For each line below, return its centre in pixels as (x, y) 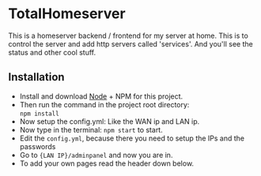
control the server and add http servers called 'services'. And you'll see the (130, 43)
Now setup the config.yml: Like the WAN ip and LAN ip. (110, 121)
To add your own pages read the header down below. (107, 163)
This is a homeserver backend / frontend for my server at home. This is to (129, 36)
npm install (39, 114)
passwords (38, 146)
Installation (36, 77)
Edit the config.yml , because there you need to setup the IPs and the (132, 138)
